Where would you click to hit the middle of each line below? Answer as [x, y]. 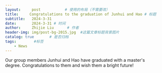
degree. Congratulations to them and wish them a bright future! [69, 65]
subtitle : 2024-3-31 [28, 19]
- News [21, 46]
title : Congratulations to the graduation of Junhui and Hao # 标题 [81, 14]
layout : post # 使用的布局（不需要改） [58, 10]
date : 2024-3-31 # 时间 [35, 23]
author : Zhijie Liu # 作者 [42, 28]
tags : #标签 [24, 42]
